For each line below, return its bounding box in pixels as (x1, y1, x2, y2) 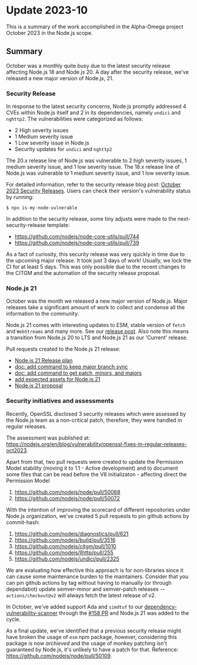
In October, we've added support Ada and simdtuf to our (6, 603, 143, 610)
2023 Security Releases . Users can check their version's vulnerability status (6, 187, 191, 195)
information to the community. (6, 310, 79, 317)
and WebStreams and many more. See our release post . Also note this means (6, 328, 189, 335)
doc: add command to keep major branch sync (14, 363, 128, 371)
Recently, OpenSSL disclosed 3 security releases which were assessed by (6, 410, 186, 417)
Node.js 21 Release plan (14, 357, 73, 364)
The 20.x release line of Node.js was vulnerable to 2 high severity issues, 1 (6, 157, 187, 164)
